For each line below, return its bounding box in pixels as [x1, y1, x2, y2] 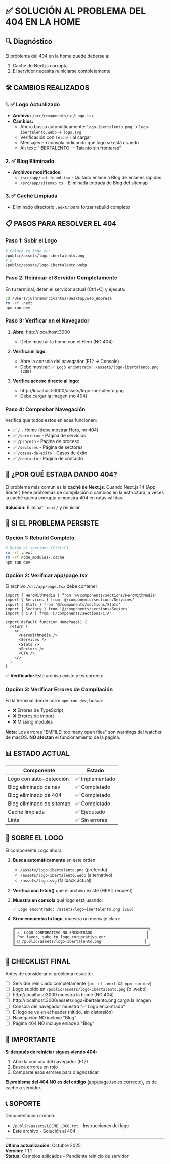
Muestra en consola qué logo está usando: [12, 897, 103, 903]
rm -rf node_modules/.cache [5, 555, 65, 560]
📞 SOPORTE [5, 1099, 41, 1108]
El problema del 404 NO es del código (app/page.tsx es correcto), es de [5, 1079, 157, 1086]
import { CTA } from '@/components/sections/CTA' [5, 611, 112, 616]
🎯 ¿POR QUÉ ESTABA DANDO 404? [5, 470, 117, 479]
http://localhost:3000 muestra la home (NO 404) [12, 992, 114, 998]
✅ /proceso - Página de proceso [12, 438, 80, 444]
